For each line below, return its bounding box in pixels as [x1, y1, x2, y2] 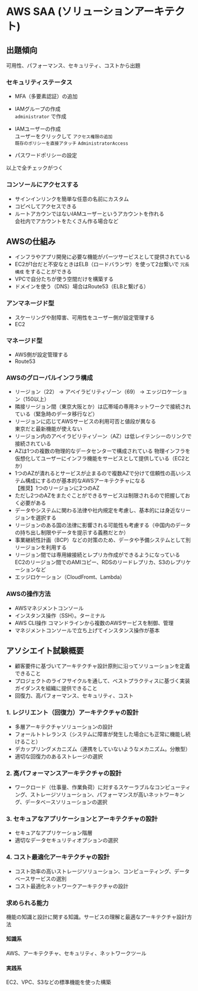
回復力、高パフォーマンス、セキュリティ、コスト [14, 692, 134, 699]
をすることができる [25, 268, 72, 275]
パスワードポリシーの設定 [14, 152, 77, 159]
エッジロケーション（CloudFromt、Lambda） [14, 573, 125, 581]
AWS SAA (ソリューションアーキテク [6, 5, 185, 18]
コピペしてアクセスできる [14, 202, 77, 210]
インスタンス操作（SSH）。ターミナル [14, 611, 106, 619]
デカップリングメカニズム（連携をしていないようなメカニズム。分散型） [14, 745, 191, 753]
